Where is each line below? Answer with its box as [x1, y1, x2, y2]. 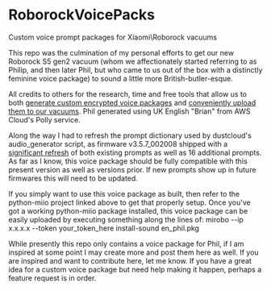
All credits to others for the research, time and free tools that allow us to [8, 89, 248, 98]
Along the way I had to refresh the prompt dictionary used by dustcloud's [8, 131, 252, 140]
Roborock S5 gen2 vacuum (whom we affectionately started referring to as [8, 56, 257, 66]
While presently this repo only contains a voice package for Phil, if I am [8, 239, 244, 248]
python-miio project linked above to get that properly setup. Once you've [8, 197, 252, 207]
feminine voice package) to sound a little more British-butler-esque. [8, 73, 234, 83]
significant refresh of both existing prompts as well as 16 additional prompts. [8, 148, 262, 157]
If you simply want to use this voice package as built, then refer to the [8, 189, 240, 198]
